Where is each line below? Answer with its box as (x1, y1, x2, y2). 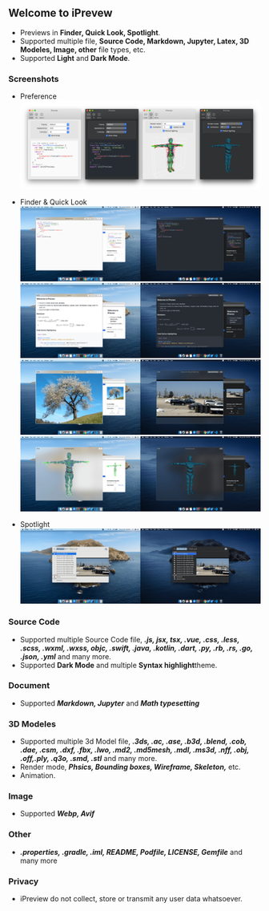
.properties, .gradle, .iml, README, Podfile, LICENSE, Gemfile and (19, 847, 243, 856)
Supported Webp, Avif (19, 809, 94, 819)
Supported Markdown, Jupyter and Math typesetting (19, 698, 200, 708)
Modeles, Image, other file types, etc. (19, 44, 146, 55)
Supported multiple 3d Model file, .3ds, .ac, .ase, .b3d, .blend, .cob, (19, 737, 247, 747)
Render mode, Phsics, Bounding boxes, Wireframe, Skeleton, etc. (19, 762, 242, 772)
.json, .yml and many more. (19, 651, 112, 661)
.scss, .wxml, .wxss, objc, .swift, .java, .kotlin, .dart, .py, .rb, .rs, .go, (19, 643, 254, 653)
